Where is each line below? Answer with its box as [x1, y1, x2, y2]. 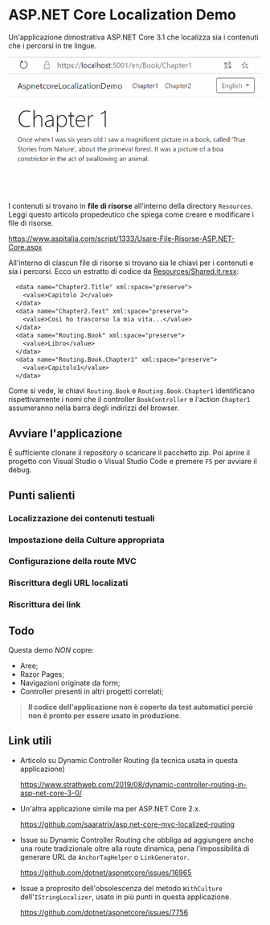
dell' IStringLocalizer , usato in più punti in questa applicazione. [19, 892, 231, 902]
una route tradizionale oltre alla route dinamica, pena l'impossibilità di [19, 844, 250, 853]
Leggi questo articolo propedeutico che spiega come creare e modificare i [8, 209, 255, 219]
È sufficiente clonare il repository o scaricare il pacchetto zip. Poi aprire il [8, 448, 251, 458]
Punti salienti [8, 488, 76, 502]
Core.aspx [8, 243, 43, 252]
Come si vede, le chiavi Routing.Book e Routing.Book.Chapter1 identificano [8, 386, 256, 396]
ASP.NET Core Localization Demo [8, 6, 237, 24]
